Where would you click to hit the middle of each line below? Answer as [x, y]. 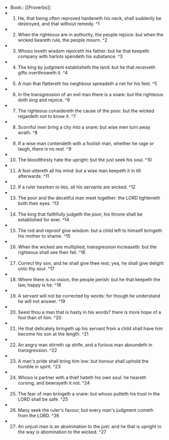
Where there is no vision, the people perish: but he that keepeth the [89, 279]
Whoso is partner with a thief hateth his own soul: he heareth [82, 378]
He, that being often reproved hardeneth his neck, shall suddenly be [90, 18]
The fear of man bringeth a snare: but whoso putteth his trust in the [89, 394]
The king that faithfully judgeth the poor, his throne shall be [80, 214]
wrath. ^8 [28, 132]
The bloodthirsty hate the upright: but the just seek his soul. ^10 [85, 160]
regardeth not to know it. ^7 [47, 116]
